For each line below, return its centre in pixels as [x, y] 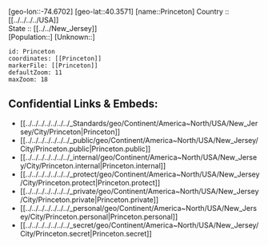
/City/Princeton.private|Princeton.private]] [89, 200]
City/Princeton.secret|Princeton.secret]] [86, 233]
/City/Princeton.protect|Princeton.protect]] [90, 182]
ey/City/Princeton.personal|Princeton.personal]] [99, 216]
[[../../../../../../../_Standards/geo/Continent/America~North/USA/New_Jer [139, 123]
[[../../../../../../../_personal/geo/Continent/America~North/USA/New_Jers [138, 208]
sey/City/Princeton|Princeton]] [70, 132]
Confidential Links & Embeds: [83, 104]
